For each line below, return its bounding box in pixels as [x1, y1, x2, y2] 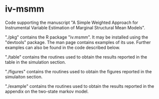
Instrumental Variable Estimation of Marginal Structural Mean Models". [5, 24, 145, 30]
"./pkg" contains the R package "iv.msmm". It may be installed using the [5, 34, 148, 40]
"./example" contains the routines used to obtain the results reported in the [5, 83, 154, 89]
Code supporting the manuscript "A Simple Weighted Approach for [5, 20, 138, 25]
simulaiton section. [5, 74, 43, 79]
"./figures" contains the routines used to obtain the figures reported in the [5, 68, 152, 74]
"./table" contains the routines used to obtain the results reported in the [5, 54, 147, 59]
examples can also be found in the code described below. [5, 44, 120, 50]
